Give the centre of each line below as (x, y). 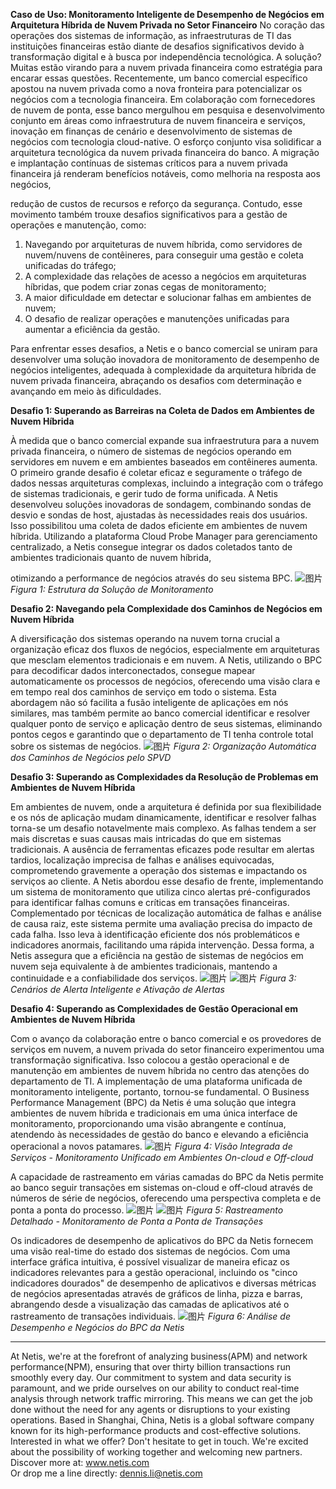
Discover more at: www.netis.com (80, 1462)
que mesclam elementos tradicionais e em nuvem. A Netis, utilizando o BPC (166, 660)
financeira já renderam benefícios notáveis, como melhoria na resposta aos (165, 173)
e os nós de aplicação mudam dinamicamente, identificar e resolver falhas (163, 817)
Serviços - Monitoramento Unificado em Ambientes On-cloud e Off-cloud (162, 1157)
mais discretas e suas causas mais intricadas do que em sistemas (146, 838)
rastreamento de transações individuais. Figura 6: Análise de (150, 1316)
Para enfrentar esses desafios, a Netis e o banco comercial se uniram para (164, 348)
